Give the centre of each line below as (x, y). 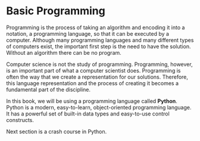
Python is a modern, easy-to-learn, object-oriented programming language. (99, 107)
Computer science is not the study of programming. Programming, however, (99, 64)
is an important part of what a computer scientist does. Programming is (93, 70)
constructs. (20, 120)
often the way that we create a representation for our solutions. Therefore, (97, 77)
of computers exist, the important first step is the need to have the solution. (99, 46)
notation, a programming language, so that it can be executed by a (88, 33)
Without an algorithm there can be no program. (64, 52)
